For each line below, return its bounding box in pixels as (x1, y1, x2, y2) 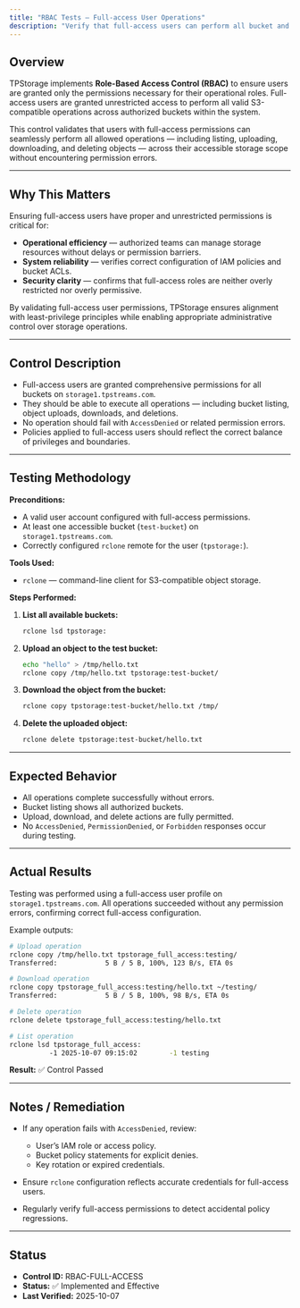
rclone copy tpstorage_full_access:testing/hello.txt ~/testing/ (9, 983, 257, 992)
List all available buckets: (21, 609, 119, 620)
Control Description (9, 355, 121, 371)
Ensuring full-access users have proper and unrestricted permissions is (9, 211, 272, 222)
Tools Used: (9, 557, 55, 568)
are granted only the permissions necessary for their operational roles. (9, 88, 270, 98)
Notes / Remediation (9, 1099, 125, 1114)
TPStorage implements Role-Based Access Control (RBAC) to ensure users (9, 78, 288, 89)
